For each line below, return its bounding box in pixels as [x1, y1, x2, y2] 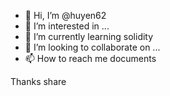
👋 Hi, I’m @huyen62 [24, 10, 107, 21]
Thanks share [10, 76, 67, 87]
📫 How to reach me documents [24, 53, 157, 64]
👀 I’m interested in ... [24, 20, 110, 32]
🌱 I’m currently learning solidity [24, 31, 154, 42]
